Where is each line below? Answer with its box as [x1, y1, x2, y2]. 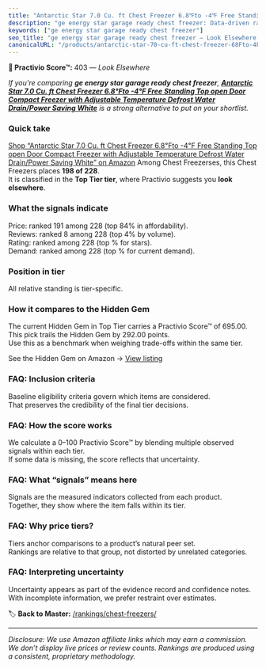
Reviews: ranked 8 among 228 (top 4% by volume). [8, 229, 177, 238]
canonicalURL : [8, 41, 55, 49]
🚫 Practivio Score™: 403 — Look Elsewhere [8, 63, 150, 72]
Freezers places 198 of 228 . [8, 166, 101, 176]
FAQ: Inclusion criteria [8, 374, 96, 385]
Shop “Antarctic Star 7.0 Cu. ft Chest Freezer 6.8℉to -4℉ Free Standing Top [8, 141, 257, 150]
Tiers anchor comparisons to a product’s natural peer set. [8, 538, 196, 548]
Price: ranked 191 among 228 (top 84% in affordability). [8, 221, 188, 230]
